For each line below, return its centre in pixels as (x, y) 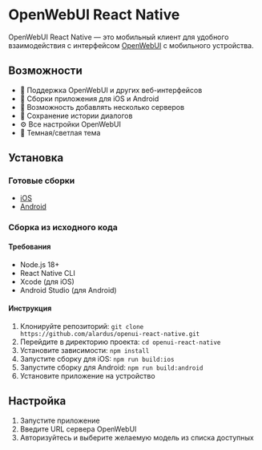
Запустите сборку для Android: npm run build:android (111, 367)
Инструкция (30, 308)
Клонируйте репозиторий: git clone (82, 326)
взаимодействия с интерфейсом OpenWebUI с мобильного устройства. (131, 45)
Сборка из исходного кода (63, 228)
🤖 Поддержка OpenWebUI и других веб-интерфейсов (111, 90)
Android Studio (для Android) (69, 290)
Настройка (37, 401)
